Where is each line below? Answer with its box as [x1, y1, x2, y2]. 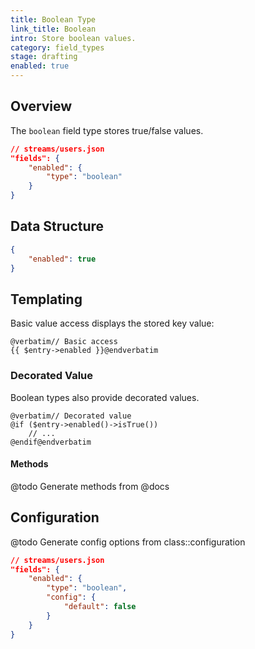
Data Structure [10, 218, 105, 235]
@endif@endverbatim [10, 437, 92, 447]
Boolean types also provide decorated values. [10, 391, 200, 403]
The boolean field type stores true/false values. [10, 124, 204, 136]
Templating [10, 291, 83, 308]
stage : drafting [10, 52, 78, 62]
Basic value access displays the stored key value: [10, 317, 215, 330]
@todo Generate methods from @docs [10, 480, 170, 492]
